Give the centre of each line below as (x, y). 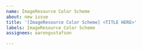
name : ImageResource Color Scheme (48, 11)
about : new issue (27, 17)
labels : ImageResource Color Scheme (51, 28)
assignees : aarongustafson (39, 33)
